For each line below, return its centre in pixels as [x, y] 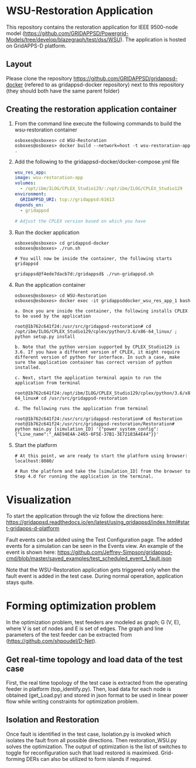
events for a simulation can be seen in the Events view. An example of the [95, 546]
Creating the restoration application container [92, 109]
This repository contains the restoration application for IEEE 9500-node [92, 27]
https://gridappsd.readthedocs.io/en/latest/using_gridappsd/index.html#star [98, 522]
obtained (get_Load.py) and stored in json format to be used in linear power [97, 695]
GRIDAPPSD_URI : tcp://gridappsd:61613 [67, 199]
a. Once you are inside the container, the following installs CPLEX [101, 311]
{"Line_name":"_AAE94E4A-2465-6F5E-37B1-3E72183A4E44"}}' [87, 434]
